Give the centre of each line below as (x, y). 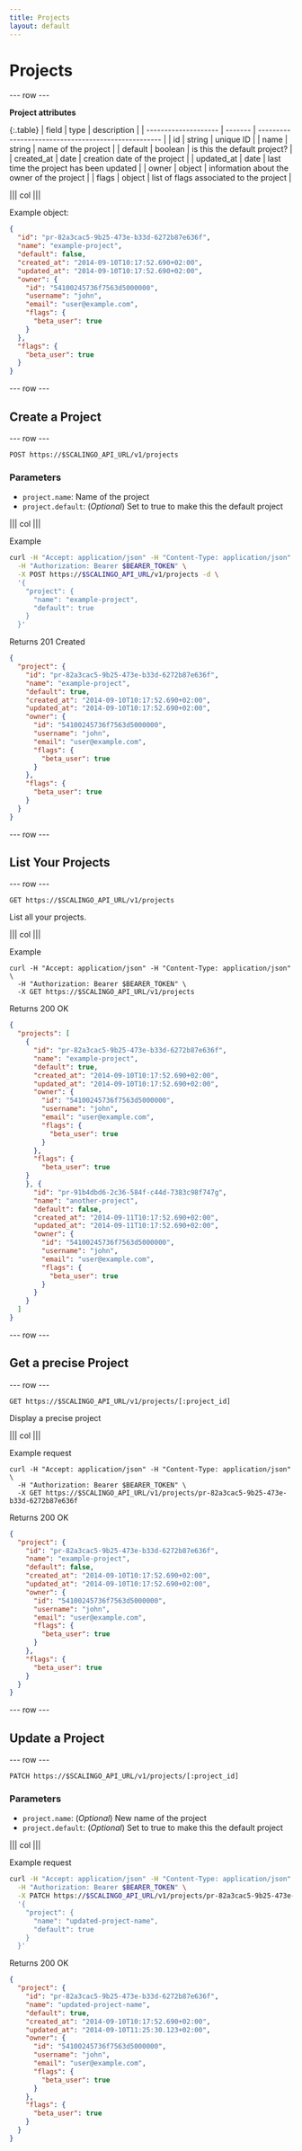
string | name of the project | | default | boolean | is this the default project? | (151, 149)
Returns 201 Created (47, 642)
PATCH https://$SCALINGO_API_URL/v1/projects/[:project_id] (124, 1776)
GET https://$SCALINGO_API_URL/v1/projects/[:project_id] (120, 1401)
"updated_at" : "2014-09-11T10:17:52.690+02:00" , (126, 1226)
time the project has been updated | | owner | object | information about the (149, 168)
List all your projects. (48, 917)
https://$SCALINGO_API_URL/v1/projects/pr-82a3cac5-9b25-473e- (166, 1493)
